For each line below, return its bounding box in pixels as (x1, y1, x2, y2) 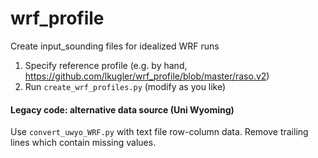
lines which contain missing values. (10, 137, 157, 149)
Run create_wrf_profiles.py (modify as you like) (24, 80, 227, 92)
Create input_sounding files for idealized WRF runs (10, 40, 220, 52)
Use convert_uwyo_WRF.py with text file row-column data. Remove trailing (10, 126, 309, 138)
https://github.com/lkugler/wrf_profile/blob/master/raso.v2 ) (24, 70, 270, 82)
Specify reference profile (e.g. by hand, (24, 59, 188, 71)
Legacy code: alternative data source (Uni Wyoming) (10, 103, 235, 116)
